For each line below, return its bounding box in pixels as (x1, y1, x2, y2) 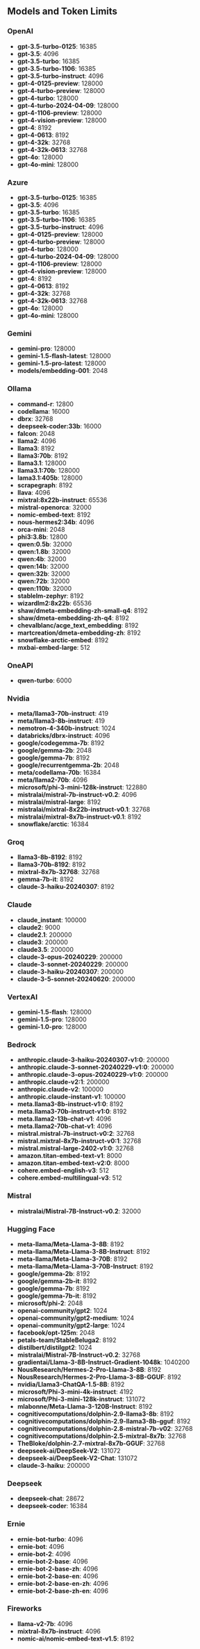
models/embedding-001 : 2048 (17, 367, 108, 375)
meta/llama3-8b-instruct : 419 (17, 717, 106, 725)
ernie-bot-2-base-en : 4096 (17, 1572, 99, 1580)
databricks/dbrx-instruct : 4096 (17, 732, 110, 740)
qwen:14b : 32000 (17, 562, 69, 570)
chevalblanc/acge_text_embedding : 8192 (17, 621, 139, 629)
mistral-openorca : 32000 (17, 503, 92, 511)
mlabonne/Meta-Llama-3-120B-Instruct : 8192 (17, 1402, 153, 1410)
